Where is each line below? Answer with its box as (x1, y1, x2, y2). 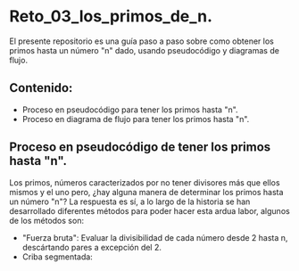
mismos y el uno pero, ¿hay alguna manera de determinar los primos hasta (9, 186, 284, 197)
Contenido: (9, 80, 73, 95)
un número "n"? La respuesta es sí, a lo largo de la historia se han (9, 196, 251, 207)
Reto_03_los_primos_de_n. (9, 6, 212, 27)
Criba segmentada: (21, 251, 94, 262)
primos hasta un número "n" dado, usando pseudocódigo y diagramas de (9, 45, 279, 55)
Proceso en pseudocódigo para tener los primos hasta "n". (21, 104, 238, 115)
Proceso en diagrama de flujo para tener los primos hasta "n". (21, 113, 250, 124)
